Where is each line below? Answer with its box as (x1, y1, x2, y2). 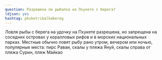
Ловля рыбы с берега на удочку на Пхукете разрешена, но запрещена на (5, 29, 157, 35)
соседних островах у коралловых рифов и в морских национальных (5, 34, 147, 40)
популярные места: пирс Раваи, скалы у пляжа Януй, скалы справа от (5, 44, 151, 50)
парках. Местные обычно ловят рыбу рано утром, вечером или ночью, (5, 39, 153, 45)
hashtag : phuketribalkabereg (5, 16, 64, 21)
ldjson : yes (5, 12, 29, 16)
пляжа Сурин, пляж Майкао (5, 49, 63, 55)
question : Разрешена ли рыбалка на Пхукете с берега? (5, 7, 116, 12)
